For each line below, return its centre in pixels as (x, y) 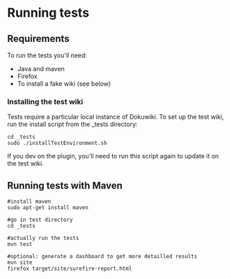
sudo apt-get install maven (48, 208)
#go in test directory (40, 220)
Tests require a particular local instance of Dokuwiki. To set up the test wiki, (115, 117)
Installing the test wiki (45, 101)
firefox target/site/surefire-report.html (70, 269)
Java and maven (41, 69)
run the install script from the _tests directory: (72, 124)
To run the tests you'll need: (47, 55)
